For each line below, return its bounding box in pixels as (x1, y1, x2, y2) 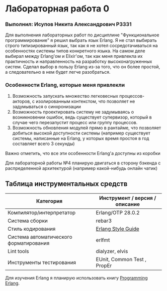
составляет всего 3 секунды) (12, 141, 75, 146)
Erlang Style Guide (96, 225, 140, 232)
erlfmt (96, 236, 110, 243)
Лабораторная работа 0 (5, 3, 109, 14)
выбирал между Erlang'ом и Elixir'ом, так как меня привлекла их (5, 53, 143, 59)
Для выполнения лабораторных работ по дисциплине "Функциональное (5, 32, 160, 38)
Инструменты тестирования (7, 259, 76, 266)
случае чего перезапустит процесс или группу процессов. (12, 119, 138, 125)
